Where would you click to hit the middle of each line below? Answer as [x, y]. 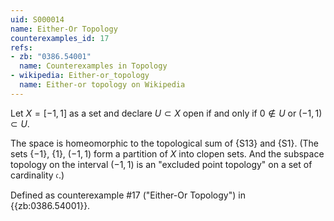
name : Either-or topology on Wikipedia [102, 85]
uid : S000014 [37, 19]
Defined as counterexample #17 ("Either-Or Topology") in [128, 195]
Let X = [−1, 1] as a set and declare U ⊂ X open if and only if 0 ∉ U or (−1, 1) [166, 113]
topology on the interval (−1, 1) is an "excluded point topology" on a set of [161, 164]
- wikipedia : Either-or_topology [80, 76]
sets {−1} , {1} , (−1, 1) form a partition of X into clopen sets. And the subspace [167, 153]
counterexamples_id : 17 [60, 38]
